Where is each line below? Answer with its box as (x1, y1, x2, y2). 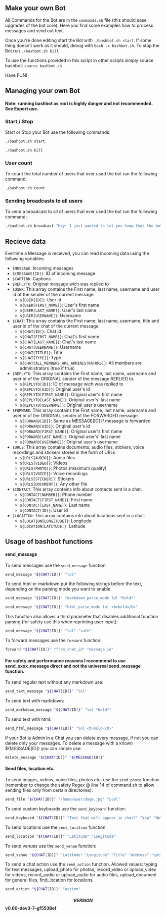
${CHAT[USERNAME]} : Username (19, 344, 82, 350)
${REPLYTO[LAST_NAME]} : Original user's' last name (19, 397, 121, 403)
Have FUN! (5, 72, 28, 78)
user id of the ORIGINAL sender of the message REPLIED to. (12, 376, 135, 381)
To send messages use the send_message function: (5, 562, 107, 568)
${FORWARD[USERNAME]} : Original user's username (19, 439, 118, 445)
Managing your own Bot (5, 87, 80, 95)
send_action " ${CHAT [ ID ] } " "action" (5, 887, 81, 892)
